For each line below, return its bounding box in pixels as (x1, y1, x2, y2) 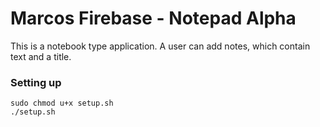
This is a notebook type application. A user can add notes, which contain (10, 40, 311, 52)
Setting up (10, 75, 62, 89)
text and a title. (10, 50, 72, 62)
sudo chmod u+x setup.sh (10, 98, 114, 109)
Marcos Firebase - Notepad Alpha (10, 7, 297, 30)
